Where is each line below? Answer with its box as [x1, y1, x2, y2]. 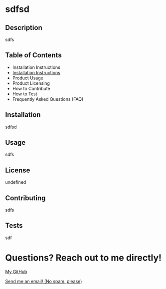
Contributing [5, 194, 46, 202]
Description [5, 23, 42, 32]
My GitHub [5, 269, 27, 275]
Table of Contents [5, 51, 62, 59]
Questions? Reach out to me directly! [5, 252, 162, 264]
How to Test [12, 91, 37, 97]
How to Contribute [12, 85, 51, 91]
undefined [5, 179, 26, 185]
